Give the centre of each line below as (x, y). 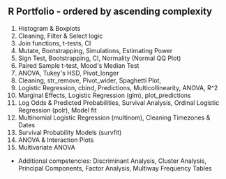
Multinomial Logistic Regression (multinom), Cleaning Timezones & (114, 117)
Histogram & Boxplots (49, 28)
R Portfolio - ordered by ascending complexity (110, 12)
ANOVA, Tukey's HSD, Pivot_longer (68, 73)
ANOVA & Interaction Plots (56, 140)
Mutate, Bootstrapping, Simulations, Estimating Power (95, 50)
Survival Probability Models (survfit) (70, 132)
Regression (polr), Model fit (57, 110)
